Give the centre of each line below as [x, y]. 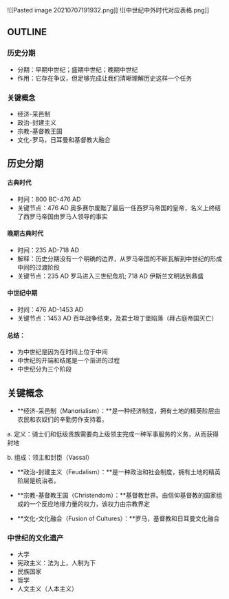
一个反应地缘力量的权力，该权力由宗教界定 [89, 504]
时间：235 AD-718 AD [48, 250]
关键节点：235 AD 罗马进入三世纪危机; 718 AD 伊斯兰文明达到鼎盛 [110, 276]
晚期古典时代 [25, 234]
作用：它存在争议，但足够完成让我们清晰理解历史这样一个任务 [105, 78]
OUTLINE [27, 32]
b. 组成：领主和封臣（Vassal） [50, 457]
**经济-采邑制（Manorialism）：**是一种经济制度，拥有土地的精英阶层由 [119, 411]
